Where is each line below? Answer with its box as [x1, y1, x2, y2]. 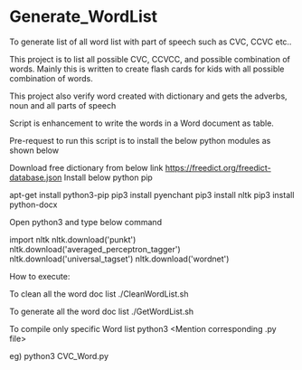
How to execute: [9, 270, 71, 281]
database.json [9, 172, 62, 183]
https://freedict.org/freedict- [165, 162, 271, 173]
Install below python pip [63, 172, 154, 183]
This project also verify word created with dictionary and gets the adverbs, [9, 90, 288, 101]
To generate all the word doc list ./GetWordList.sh [9, 306, 194, 317]
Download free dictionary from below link [9, 162, 164, 173]
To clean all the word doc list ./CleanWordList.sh [9, 288, 189, 299]
